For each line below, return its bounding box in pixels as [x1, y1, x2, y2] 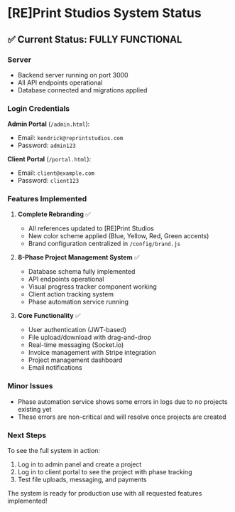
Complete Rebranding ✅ [17, 210, 91, 218]
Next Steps [7, 430, 47, 440]
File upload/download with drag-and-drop [28, 333, 151, 342]
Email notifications [28, 363, 83, 372]
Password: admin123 [17, 141, 76, 150]
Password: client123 [17, 176, 80, 185]
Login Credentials [7, 103, 70, 113]
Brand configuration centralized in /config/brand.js [28, 240, 181, 248]
